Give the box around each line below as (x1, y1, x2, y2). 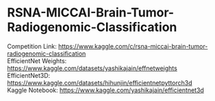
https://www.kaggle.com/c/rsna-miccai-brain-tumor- (58, 42, 208, 50)
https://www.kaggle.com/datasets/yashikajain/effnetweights (7, 64, 178, 72)
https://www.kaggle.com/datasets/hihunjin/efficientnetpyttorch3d (7, 78, 192, 87)
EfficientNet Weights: (7, 56, 67, 65)
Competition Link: (7, 42, 57, 50)
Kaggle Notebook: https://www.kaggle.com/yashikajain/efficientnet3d (7, 86, 204, 94)
